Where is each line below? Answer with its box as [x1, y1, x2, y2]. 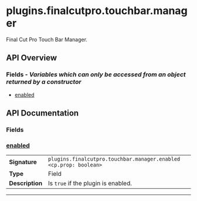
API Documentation [6, 108, 79, 118]
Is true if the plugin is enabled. [47, 179, 132, 188]
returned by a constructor [6, 78, 81, 86]
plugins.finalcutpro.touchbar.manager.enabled [47, 156, 181, 162]
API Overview [6, 53, 57, 63]
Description [9, 179, 43, 188]
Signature [9, 158, 37, 166]
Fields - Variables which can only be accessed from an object [6, 70, 186, 79]
